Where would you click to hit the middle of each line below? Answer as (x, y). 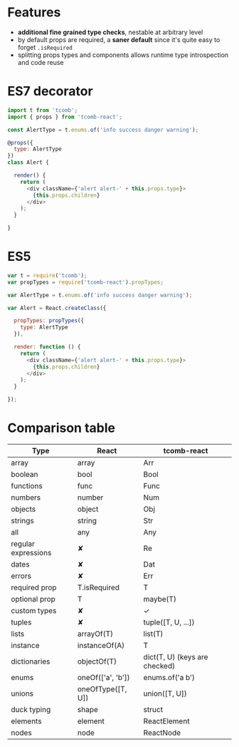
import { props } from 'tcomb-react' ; (65, 117)
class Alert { (28, 163)
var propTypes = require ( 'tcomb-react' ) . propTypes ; (85, 282)
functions (27, 486)
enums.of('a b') (169, 678)
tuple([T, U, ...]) (169, 622)
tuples (21, 622)
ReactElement (166, 721)
